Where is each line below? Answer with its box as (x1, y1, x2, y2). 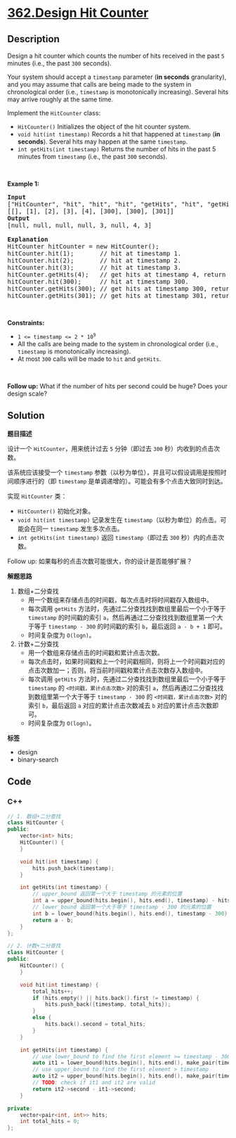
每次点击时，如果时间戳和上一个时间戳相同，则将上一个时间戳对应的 (27, 657, 225, 666)
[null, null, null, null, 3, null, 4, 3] (7, 222, 152, 229)
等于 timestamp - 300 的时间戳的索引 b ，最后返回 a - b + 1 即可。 (34, 621, 227, 631)
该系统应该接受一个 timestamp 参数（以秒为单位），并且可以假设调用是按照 (7, 468, 221, 476)
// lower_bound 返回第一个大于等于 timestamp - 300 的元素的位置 (32, 904, 212, 911)
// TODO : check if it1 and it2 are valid (32, 1079, 156, 1086)
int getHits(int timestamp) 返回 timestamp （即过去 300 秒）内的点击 (17, 533, 218, 541)
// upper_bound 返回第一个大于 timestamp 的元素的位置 (32, 890, 183, 898)
